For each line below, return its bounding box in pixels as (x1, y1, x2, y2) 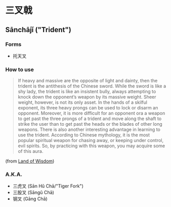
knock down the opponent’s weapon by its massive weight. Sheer (17, 94, 157, 100)
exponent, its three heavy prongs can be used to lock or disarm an (17, 105, 158, 111)
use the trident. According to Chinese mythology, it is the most (17, 132, 150, 138)
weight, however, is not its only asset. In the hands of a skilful (17, 99, 147, 105)
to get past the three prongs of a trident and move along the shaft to (17, 116, 162, 122)
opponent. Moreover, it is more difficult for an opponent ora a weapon (17, 110, 165, 117)
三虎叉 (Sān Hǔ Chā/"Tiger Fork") (12, 183, 83, 189)
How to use (5, 66, 34, 73)
